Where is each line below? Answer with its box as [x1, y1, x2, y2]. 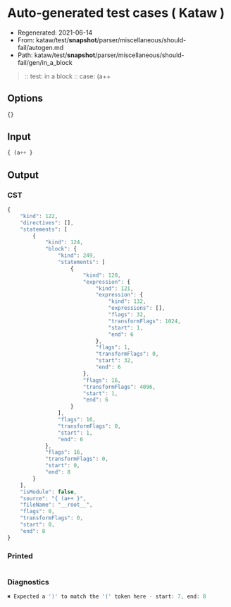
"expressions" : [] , [108, 305, 166, 312]
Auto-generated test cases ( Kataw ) [7, 5, 225, 21]
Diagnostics [7, 577, 49, 587]
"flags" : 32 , [108, 311, 146, 318]
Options [7, 92, 44, 104]
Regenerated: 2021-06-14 [17, 28, 93, 37]
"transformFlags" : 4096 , [82, 383, 156, 390]
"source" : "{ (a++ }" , [20, 495, 87, 502]
